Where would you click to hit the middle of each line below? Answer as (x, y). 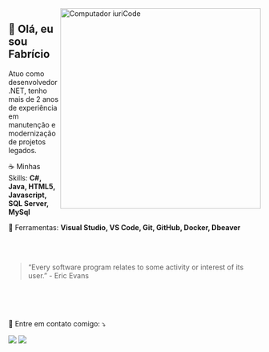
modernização (32, 133)
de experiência (33, 107)
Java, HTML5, (32, 186)
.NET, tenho (28, 91)
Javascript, (28, 195)
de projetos (27, 142)
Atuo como (26, 73)
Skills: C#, (25, 178)
